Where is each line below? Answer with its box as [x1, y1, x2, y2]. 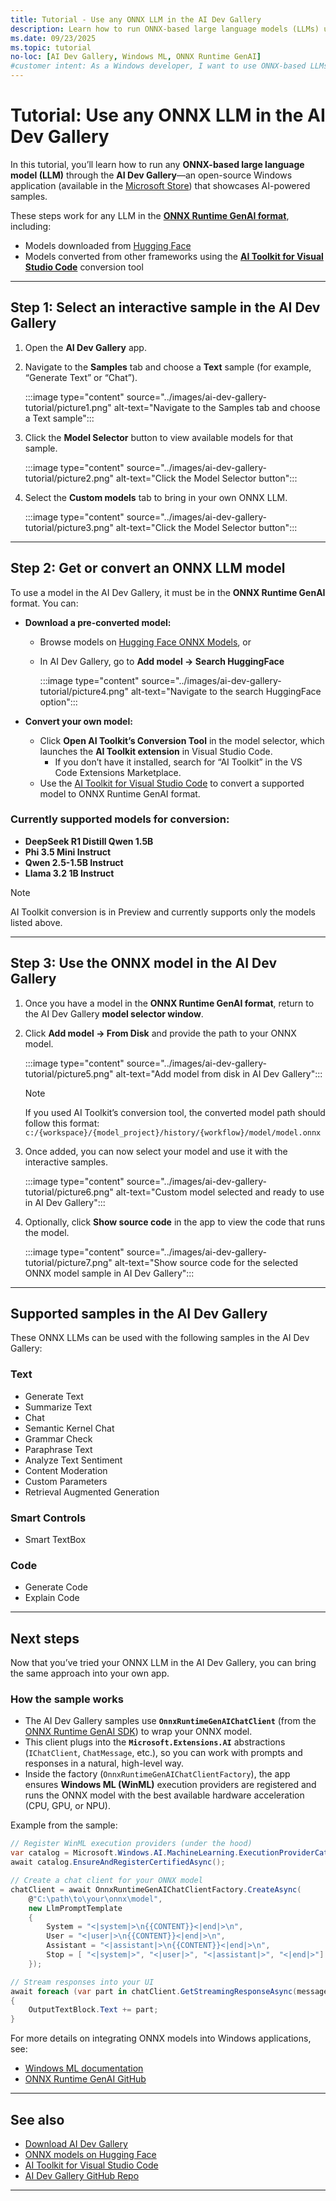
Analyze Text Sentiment [24, 1454, 123, 1466]
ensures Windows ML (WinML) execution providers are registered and [24, 1779, 317, 1791]
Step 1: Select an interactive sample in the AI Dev [10, 299, 321, 316]
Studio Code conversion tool [24, 261, 144, 273]
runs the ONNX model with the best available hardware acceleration [24, 1789, 305, 1801]
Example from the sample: [10, 1819, 118, 1831]
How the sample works [10, 1692, 124, 1706]
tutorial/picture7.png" [24, 1256, 113, 1268]
